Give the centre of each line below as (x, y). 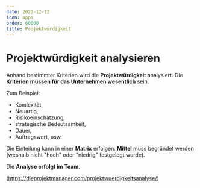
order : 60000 (23, 23)
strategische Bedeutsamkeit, (50, 124)
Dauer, (23, 131)
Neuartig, (27, 111)
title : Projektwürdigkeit (39, 29)
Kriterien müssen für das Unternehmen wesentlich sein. (78, 81)
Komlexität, (29, 105)
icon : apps (20, 17)
